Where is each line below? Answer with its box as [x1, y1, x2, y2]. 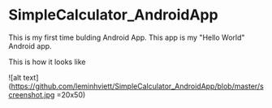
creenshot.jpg [8, 89, 55, 99]
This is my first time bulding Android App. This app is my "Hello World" [8, 32, 245, 42]
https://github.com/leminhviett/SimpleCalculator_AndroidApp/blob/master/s [11, 81, 264, 91]
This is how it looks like [8, 57, 86, 67]
